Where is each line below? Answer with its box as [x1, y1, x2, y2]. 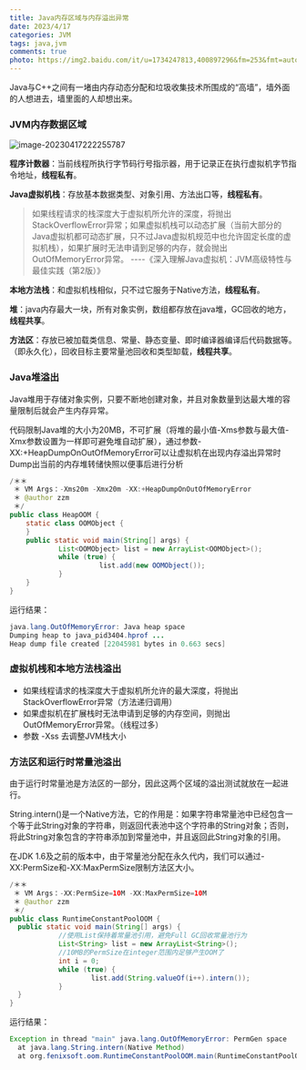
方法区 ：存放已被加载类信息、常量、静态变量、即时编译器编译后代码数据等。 [9, 334, 297, 346]
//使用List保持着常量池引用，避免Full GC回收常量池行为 [57, 931, 248, 941]
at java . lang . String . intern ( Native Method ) [17, 1044, 185, 1053]
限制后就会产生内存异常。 [16, 404, 114, 415]
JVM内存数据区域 [9, 117, 87, 130]
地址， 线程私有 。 [16, 169, 82, 180]
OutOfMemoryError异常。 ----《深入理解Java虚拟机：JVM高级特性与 [31, 254, 293, 265]
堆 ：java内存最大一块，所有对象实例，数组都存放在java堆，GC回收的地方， [9, 304, 291, 315]
